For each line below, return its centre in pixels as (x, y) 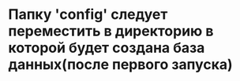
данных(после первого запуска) (120, 65)
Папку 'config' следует (88, 15)
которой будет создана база (107, 48)
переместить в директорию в (111, 31)
